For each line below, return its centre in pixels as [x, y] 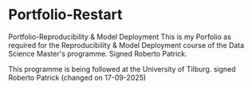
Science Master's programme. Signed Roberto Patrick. [98, 53]
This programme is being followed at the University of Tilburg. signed [122, 68]
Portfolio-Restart [65, 15]
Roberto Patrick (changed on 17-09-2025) [77, 77]
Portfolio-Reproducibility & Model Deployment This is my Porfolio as [120, 37]
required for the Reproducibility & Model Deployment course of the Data [126, 45]
